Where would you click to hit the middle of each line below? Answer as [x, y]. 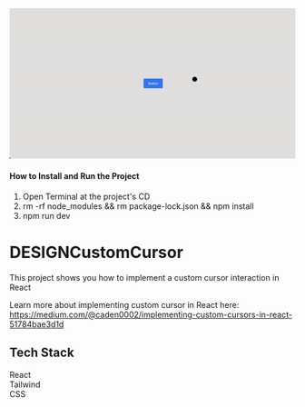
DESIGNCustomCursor [97, 252]
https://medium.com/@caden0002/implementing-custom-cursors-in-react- [151, 314]
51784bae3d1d [37, 324]
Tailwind [25, 384]
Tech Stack [42, 353]
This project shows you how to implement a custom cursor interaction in [144, 277]
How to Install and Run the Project [74, 176]
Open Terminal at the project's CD [86, 196]
